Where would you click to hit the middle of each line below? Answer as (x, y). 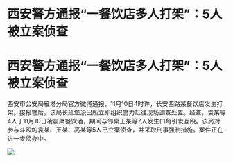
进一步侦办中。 (28, 139)
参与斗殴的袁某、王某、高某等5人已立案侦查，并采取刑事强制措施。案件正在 (115, 130)
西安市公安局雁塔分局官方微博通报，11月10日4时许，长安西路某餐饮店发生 (112, 104)
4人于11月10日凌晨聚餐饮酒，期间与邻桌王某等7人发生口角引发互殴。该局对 (114, 121)
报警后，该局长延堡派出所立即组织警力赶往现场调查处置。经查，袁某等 (126, 112)
